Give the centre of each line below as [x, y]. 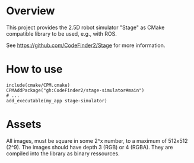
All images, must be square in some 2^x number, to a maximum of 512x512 [97, 140]
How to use [34, 69]
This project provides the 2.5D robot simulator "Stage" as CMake [85, 27]
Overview [31, 11]
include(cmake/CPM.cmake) [38, 85]
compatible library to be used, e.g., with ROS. [62, 33]
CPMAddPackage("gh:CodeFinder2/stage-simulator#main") [75, 90]
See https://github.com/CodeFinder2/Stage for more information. [86, 45]
